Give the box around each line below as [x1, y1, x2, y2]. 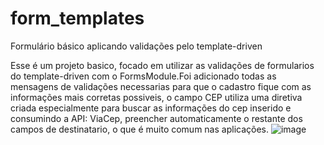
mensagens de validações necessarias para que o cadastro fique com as [10, 80, 312, 92]
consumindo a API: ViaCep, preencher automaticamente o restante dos [10, 112, 303, 124]
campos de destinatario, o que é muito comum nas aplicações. [10, 123, 269, 135]
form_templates [10, 7, 145, 30]
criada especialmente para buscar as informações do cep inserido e [10, 102, 292, 114]
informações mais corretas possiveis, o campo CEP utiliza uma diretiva [10, 91, 303, 103]
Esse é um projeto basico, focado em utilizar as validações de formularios [10, 59, 315, 71]
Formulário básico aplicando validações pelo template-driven [10, 40, 263, 52]
